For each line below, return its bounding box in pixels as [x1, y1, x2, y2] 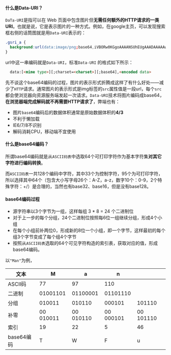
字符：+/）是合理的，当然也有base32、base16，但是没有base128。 [9, 183, 152, 189]
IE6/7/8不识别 [12, 122, 42, 128]
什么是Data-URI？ [5, 5, 43, 11]
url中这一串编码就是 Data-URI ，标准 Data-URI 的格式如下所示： [5, 59, 133, 65]
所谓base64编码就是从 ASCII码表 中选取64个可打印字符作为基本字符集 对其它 [5, 153, 162, 159]
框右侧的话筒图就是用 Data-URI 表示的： [5, 30, 87, 36]
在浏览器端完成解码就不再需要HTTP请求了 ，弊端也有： [5, 98, 121, 105]
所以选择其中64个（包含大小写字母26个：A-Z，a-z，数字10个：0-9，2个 [5, 176, 158, 183]
